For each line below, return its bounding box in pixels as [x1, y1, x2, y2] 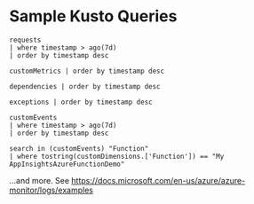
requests [9, 35, 42, 44]
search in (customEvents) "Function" [9, 144, 149, 153]
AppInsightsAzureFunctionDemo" [9, 160, 125, 169]
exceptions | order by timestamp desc [9, 98, 153, 106]
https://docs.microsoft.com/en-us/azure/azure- [70, 175, 246, 185]
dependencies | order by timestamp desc [9, 82, 162, 90]
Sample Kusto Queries [9, 6, 178, 27]
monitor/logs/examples [9, 184, 93, 195]
